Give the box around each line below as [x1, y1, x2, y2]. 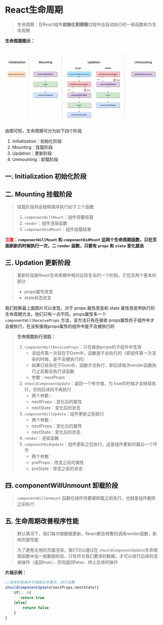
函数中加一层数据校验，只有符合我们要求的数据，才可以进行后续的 [21, 553, 154, 559]
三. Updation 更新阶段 [5, 258, 71, 267]
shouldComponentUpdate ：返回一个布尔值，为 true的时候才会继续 [24, 380, 152, 387]
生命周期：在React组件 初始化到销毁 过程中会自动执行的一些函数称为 [17, 21, 152, 27]
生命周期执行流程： [17, 334, 56, 339]
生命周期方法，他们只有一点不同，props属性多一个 [5, 311, 106, 317]
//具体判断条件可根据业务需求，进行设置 [5, 580, 75, 585]
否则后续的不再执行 [33, 387, 72, 393]
